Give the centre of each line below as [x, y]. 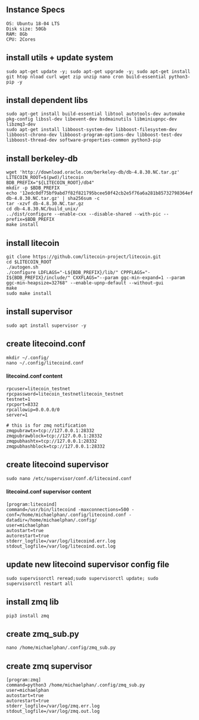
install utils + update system [60, 58]
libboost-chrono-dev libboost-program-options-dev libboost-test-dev [94, 135]
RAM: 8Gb [17, 34]
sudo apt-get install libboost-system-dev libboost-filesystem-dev [92, 130]
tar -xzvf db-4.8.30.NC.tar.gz [45, 204]
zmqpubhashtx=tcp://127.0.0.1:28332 [52, 441]
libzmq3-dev [21, 124]
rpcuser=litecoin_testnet [38, 388]
